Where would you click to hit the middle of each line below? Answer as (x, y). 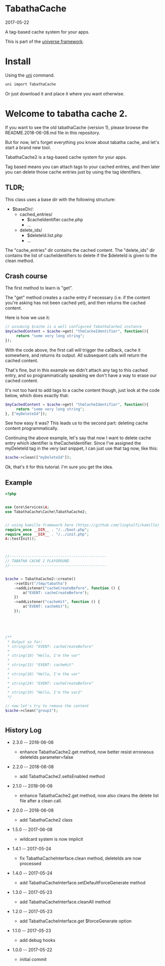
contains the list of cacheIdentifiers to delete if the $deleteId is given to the (81, 255)
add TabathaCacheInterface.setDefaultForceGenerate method (82, 882)
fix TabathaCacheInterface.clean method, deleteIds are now (80, 858)
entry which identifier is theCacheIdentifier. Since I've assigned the (73, 443)
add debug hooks (37, 940)
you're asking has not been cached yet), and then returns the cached (75, 303)
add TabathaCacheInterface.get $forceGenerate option (76, 921)
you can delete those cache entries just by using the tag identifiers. (73, 172)
